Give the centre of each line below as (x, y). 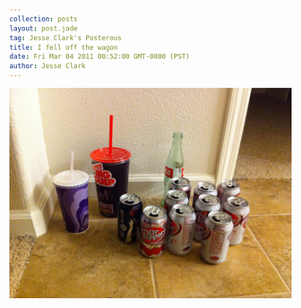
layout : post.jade (43, 28)
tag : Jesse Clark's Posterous (66, 38)
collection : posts (43, 19)
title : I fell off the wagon (64, 47)
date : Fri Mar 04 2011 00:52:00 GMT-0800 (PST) (100, 57)
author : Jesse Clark (48, 66)
